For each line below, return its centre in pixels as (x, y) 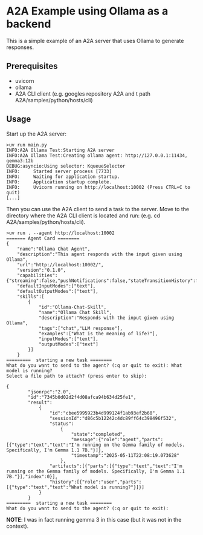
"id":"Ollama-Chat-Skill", (72, 307)
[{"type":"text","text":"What (44, 487)
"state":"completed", (98, 434)
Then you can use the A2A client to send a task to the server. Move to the (98, 209)
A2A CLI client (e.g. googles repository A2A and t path (83, 94)
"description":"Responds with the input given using (106, 318)
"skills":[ (31, 297)
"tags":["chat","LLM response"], (80, 328)
